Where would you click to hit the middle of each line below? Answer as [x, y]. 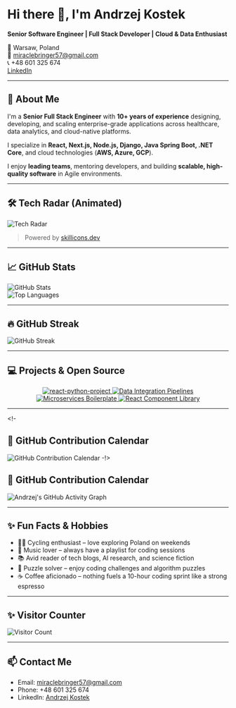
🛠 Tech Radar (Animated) [65, 203]
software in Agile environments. [76, 173]
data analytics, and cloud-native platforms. [69, 131]
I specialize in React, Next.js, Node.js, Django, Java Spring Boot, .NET [110, 145]
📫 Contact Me [40, 662]
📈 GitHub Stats [41, 267]
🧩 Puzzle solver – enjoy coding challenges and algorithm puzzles [111, 568]
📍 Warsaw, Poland [33, 47]
